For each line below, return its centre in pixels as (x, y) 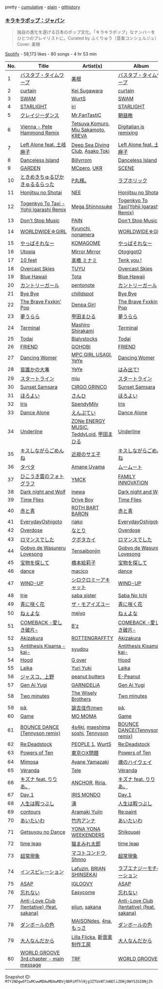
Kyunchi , (81, 229)
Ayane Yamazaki (90, 762)
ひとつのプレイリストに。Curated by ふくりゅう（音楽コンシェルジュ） (87, 38)
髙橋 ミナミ (84, 260)
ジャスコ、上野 (37, 677)
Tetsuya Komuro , (90, 124)
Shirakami (82, 331)
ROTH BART (85, 508)
